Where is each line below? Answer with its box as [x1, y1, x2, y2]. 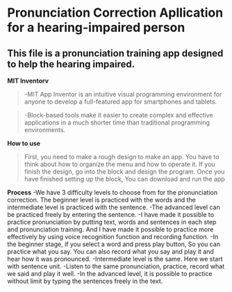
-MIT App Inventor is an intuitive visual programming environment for [24, 90, 222, 98]
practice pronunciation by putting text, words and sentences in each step [7, 218, 217, 226]
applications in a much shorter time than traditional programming [24, 118, 210, 127]
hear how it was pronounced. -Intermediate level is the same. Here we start [7, 255, 223, 263]
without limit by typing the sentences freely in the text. [7, 277, 163, 285]
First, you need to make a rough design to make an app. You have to [24, 153, 219, 161]
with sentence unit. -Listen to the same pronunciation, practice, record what [7, 262, 225, 270]
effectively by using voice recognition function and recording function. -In [7, 233, 219, 241]
